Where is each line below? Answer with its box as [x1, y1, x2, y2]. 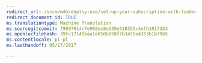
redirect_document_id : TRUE [6, 14, 77, 20]
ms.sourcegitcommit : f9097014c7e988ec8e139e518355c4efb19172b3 [6, 25, 168, 32]
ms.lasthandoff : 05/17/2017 [6, 43, 77, 49]
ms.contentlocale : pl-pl [6, 37, 69, 43]
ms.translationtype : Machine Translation [6, 20, 112, 26]
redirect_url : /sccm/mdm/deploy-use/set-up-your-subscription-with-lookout [6, 8, 200, 15]
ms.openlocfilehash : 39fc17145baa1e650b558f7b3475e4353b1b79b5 [6, 31, 168, 37]
